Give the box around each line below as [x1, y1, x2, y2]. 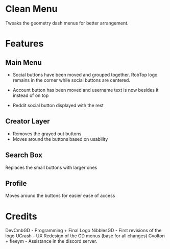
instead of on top [12, 92, 49, 98]
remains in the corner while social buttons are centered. [12, 77, 130, 83]
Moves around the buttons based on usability [12, 136, 108, 142]
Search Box [5, 151, 42, 160]
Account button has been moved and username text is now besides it [12, 87, 159, 93]
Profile [5, 179, 27, 188]
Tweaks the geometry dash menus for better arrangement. [5, 20, 129, 26]
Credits [5, 210, 37, 222]
